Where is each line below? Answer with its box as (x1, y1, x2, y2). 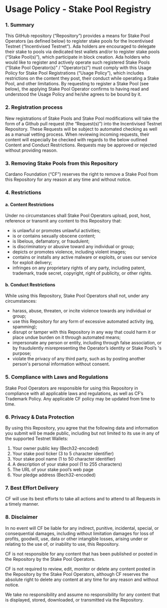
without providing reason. (5, 147, 58, 153)
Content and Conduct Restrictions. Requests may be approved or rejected (5, 142, 157, 148)
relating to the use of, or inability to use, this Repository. (5, 541, 120, 547)
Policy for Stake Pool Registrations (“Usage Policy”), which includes (5, 70, 145, 76)
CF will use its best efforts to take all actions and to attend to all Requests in (5, 496, 161, 502)
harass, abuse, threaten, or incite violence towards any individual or (12, 308, 152, 314)
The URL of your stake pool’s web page (12, 467, 94, 472)
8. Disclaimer (5, 514, 38, 521)
